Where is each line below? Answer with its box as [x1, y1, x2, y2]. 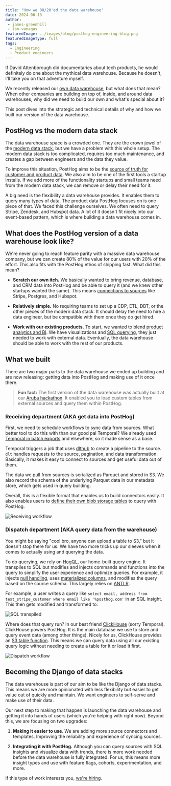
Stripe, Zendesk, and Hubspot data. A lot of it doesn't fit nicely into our [5, 208, 154, 215]
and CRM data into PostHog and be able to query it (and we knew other [12, 282, 163, 288]
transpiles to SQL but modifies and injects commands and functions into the [5, 564, 165, 570]
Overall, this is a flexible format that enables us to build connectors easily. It [5, 493, 164, 499]
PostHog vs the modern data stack [5, 126, 118, 135]
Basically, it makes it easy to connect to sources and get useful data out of [5, 456, 162, 462]
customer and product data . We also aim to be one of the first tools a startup [5, 172, 166, 178]
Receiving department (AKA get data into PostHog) [5, 413, 135, 420]
